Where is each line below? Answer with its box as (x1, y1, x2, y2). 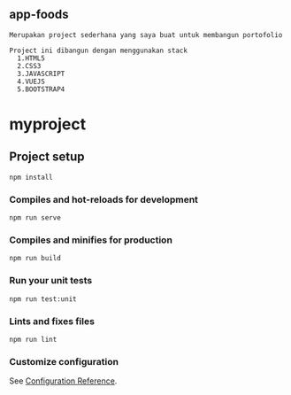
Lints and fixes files (9, 314, 96, 327)
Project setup (9, 150, 86, 165)
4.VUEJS (17, 77, 46, 86)
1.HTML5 (17, 53, 46, 63)
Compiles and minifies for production (9, 234, 172, 246)
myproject (9, 114, 87, 134)
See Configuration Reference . (9, 376, 118, 386)
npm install (9, 173, 53, 182)
